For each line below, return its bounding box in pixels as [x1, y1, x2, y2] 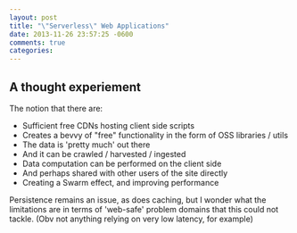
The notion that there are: [9, 103, 103, 113]
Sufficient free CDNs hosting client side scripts [21, 120, 194, 130]
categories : [9, 46, 54, 55]
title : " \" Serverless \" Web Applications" [9, 21, 169, 30]
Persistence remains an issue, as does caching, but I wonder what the [9, 194, 267, 205]
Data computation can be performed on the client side [21, 158, 222, 169]
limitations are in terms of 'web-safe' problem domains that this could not [9, 204, 279, 214]
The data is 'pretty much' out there [21, 139, 151, 150]
